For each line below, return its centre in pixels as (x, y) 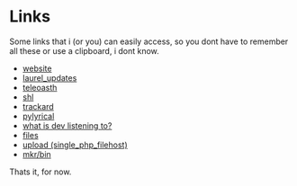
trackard (38, 106)
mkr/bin (36, 154)
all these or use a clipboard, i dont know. (84, 50)
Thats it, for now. (40, 172)
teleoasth (40, 87)
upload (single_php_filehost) (75, 145)
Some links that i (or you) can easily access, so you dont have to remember (149, 41)
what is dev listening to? (67, 125)
